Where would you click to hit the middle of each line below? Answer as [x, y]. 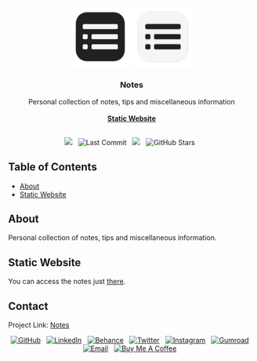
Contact [28, 306]
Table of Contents [53, 167]
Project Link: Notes [39, 325]
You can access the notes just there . [67, 282]
